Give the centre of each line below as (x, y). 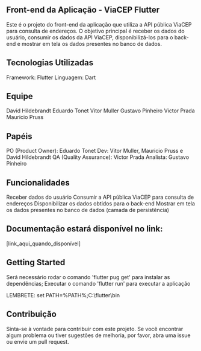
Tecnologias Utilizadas (50, 63)
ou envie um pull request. (38, 341)
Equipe (20, 96)
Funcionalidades (38, 183)
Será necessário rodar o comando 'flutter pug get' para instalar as (88, 277)
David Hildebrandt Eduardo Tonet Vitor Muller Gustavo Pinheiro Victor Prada (100, 111)
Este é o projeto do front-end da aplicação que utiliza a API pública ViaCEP (99, 24)
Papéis (19, 136)
